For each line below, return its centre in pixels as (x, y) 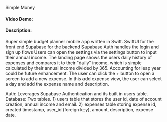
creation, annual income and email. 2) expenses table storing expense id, (81, 104)
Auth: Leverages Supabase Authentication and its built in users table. (77, 94)
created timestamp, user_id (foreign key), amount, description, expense (79, 109)
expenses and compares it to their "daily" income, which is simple (73, 63)
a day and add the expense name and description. (57, 84)
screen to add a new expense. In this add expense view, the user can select (83, 79)
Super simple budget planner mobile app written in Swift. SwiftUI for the (80, 41)
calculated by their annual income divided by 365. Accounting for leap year (83, 68)
